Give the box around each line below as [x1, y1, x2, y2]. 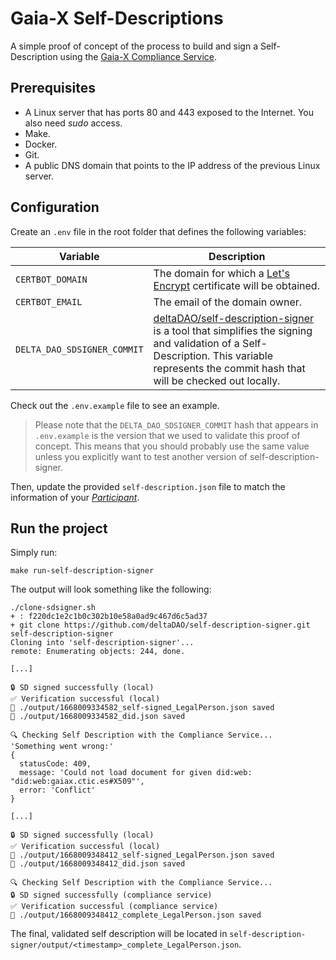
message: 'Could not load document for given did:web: [19, 768, 253, 778]
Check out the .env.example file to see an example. [10, 399, 220, 411]
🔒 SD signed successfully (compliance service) [10, 890, 213, 901]
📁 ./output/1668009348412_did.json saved [10, 859, 186, 869]
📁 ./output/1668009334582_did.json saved [10, 712, 186, 722]
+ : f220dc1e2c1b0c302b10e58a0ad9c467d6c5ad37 [10, 612, 208, 622]
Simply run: [10, 547, 58, 559]
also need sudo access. [24, 117, 123, 129]
